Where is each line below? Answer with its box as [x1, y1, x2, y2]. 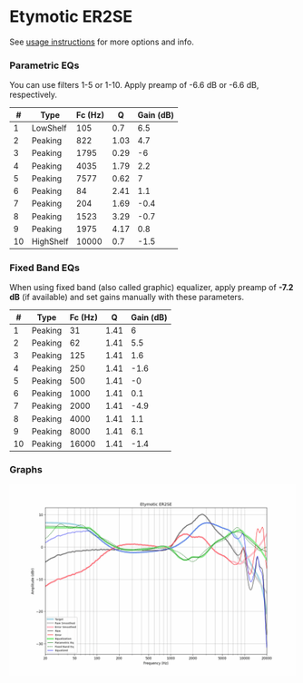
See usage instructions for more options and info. [9, 36, 195, 47]
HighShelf [31, 236, 69, 247]
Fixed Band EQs [9, 261, 80, 274]
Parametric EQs [9, 59, 80, 72]
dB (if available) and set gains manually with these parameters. [9, 292, 245, 303]
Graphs [9, 463, 43, 476]
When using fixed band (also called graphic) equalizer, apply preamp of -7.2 [9, 282, 294, 293]
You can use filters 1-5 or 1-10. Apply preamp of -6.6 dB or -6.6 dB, [9, 80, 259, 91]
